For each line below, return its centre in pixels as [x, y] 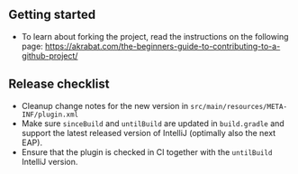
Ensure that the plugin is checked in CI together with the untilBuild [147, 151]
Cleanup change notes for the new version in [105, 105]
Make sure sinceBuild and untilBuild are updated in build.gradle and [153, 123]
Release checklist [59, 84]
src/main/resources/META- [239, 106]
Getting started [52, 15]
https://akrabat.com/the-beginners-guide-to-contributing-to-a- [163, 46]
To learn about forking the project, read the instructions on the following [155, 36]
